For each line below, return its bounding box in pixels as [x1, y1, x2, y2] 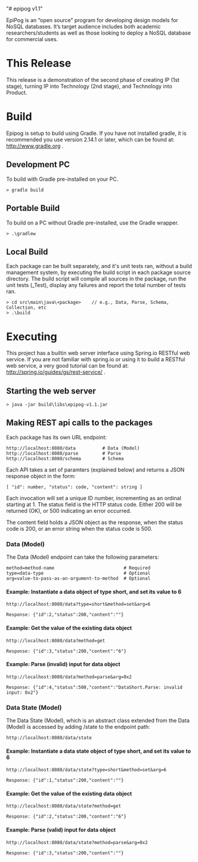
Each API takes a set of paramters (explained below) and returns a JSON [6, 466, 185, 473]
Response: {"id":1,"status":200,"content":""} [6, 777, 124, 784]
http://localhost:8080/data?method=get [6, 638, 106, 644]
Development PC [6, 159, 70, 170]
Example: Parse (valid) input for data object [6, 826, 116, 833]
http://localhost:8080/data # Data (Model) [6, 445, 140, 451]
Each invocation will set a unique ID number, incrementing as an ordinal [6, 494, 182, 501]
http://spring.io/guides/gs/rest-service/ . [6, 368, 106, 375]
